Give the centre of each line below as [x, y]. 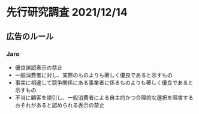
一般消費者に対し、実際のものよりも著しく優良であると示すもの [94, 75]
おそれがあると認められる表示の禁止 [60, 105]
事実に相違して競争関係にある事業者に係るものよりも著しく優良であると [104, 82]
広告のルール [30, 36]
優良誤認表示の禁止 [39, 67]
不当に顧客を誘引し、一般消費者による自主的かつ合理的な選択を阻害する [104, 97]
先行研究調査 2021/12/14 [67, 12]
